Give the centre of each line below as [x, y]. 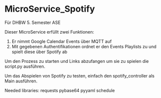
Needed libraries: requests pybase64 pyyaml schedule [60, 90]
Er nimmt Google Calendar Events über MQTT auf [62, 41]
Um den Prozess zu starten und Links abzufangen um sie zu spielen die [77, 61]
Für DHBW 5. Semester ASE [33, 22]
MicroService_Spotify [50, 9]
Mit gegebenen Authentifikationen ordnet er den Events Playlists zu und [84, 46]
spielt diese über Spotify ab [39, 52]
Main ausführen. [21, 81]
